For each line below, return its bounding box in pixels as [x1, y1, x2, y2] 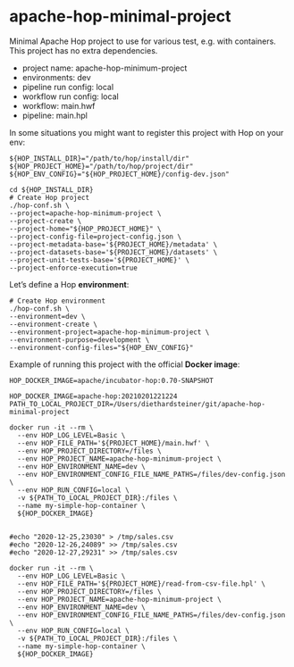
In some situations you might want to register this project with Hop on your [9, 127, 284, 138]
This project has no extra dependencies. [9, 45, 158, 55]
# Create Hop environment [9, 296, 105, 305]
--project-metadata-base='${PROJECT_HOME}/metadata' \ [9, 239, 218, 249]
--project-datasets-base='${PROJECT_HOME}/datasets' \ [9, 247, 218, 256]
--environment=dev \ [9, 312, 87, 321]
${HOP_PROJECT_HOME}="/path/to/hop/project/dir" [9, 162, 194, 171]
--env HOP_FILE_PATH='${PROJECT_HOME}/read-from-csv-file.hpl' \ [17, 579, 266, 588]
